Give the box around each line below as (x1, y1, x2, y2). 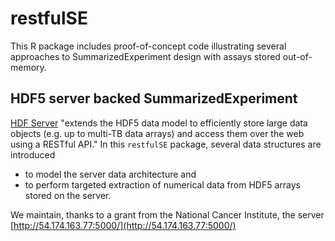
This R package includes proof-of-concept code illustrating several (10, 40, 287, 52)
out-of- (282, 50, 313, 62)
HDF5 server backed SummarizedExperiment (10, 90, 298, 107)
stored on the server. (24, 189, 112, 201)
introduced (10, 148, 56, 161)
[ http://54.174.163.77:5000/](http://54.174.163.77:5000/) (10, 219, 237, 231)
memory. (10, 61, 47, 73)
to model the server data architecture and (24, 168, 197, 180)
